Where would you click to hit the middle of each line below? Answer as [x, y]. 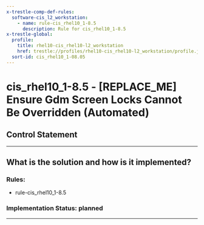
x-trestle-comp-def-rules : [40, 12]
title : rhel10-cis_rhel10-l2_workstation [70, 46]
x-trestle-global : [29, 34]
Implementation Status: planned [55, 208]
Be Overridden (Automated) [78, 112]
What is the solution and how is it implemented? [99, 162]
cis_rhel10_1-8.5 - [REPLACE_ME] [92, 87]
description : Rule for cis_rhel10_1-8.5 [74, 29]
